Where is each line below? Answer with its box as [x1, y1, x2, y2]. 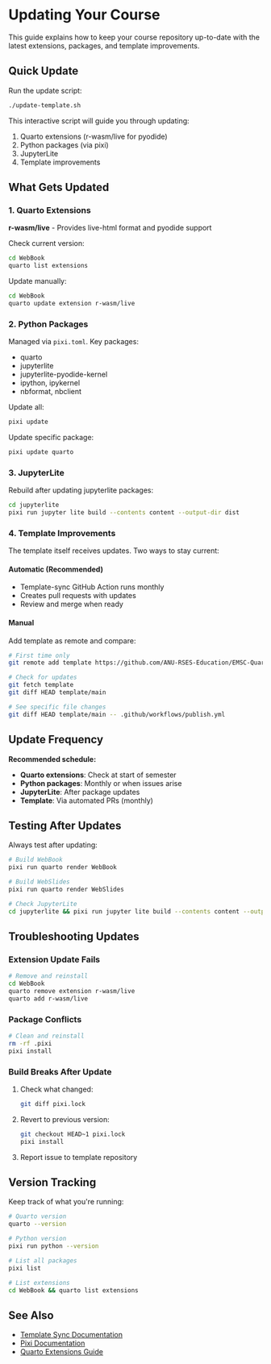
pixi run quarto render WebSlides [8, 885, 125, 893]
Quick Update [8, 64, 79, 78]
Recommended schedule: [8, 754, 97, 763]
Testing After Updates [8, 818, 122, 832]
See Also [8, 1308, 54, 1322]
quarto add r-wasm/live [8, 994, 89, 1003]
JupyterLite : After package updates [19, 787, 140, 796]
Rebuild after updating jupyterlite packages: [8, 485, 154, 495]
